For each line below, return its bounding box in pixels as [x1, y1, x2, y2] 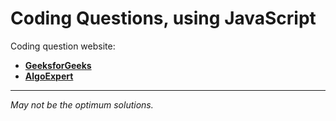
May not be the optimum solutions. [10, 98, 154, 111]
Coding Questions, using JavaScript [10, 7, 317, 30]
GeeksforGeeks [24, 59, 92, 71]
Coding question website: [10, 40, 116, 52]
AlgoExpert [24, 70, 74, 82]
